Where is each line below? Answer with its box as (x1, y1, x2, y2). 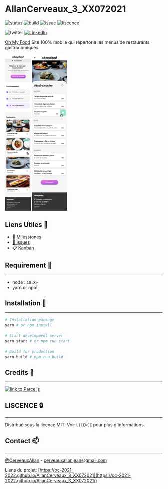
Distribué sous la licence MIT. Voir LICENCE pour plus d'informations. (5, 422, 145, 428)
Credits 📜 (5, 368, 35, 377)
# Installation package (5, 317, 55, 323)
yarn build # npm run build (5, 354, 64, 359)
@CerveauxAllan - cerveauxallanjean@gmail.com (5, 457, 107, 463)
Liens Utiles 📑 (5, 221, 48, 229)
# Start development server (5, 333, 64, 338)
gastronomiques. (5, 44, 40, 50)
